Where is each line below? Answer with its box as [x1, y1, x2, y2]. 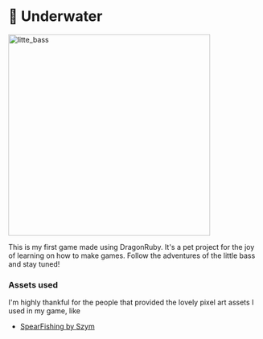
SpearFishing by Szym [19, 321, 95, 332]
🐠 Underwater [8, 7, 103, 26]
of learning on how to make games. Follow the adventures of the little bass [8, 251, 256, 260]
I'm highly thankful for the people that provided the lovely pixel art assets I [8, 297, 254, 308]
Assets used [8, 279, 59, 290]
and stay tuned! [8, 259, 60, 268]
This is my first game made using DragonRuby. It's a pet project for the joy [8, 242, 255, 251]
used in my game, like [8, 306, 80, 316]
